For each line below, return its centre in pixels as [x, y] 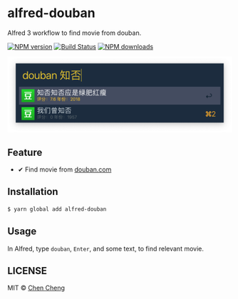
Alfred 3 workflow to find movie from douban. [74, 33]
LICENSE [27, 271]
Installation [33, 192]
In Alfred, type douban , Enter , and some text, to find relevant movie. [106, 248]
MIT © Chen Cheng [36, 288]
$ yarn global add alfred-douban [57, 209]
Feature [25, 152]
